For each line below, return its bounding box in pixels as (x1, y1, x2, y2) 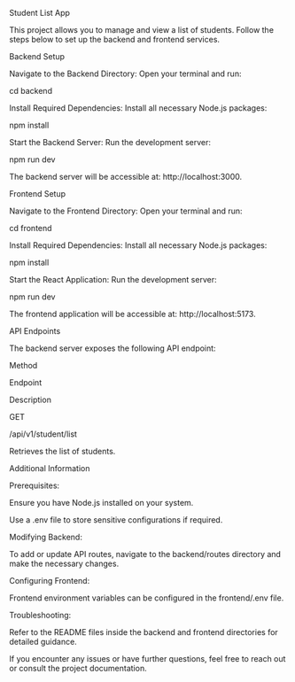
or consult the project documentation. (9, 663, 148, 673)
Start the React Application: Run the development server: (9, 275, 217, 284)
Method (9, 360, 38, 370)
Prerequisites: (9, 480, 60, 491)
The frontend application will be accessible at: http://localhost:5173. (9, 309, 256, 319)
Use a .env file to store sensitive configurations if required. (9, 515, 223, 525)
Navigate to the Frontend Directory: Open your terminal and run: (9, 205, 243, 216)
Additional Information (9, 463, 90, 473)
